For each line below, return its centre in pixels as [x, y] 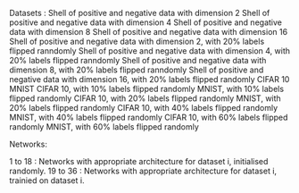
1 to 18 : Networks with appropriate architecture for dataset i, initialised [139, 161]
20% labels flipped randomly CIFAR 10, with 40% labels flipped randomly [144, 108]
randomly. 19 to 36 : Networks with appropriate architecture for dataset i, [143, 171]
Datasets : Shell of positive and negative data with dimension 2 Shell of [140, 13]
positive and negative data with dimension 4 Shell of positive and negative [146, 22]
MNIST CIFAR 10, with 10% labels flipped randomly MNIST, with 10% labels [146, 89]
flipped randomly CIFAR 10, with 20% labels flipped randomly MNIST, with [145, 98]
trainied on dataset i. [47, 180]
